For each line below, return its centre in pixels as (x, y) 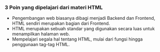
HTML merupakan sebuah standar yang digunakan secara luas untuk (83, 29)
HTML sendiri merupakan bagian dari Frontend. (61, 23)
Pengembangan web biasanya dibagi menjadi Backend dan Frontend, (84, 18)
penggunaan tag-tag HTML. (41, 45)
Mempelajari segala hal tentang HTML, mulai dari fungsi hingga (77, 39)
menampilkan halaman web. (41, 34)
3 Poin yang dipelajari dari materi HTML (54, 7)
